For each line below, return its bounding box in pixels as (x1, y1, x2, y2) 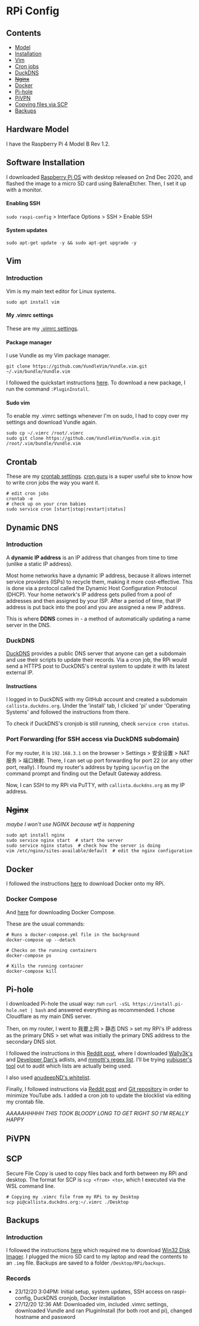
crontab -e (6, 496, 33, 502)
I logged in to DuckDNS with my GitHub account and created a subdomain (6, 696, 188, 703)
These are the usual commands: (6, 920, 85, 927)
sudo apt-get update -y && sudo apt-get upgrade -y (6, 240, 137, 246)
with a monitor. (6, 186, 43, 193)
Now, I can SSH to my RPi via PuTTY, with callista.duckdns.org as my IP (6, 781, 185, 788)
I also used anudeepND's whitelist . (6, 1074, 91, 1081)
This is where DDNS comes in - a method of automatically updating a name (6, 615, 191, 622)
